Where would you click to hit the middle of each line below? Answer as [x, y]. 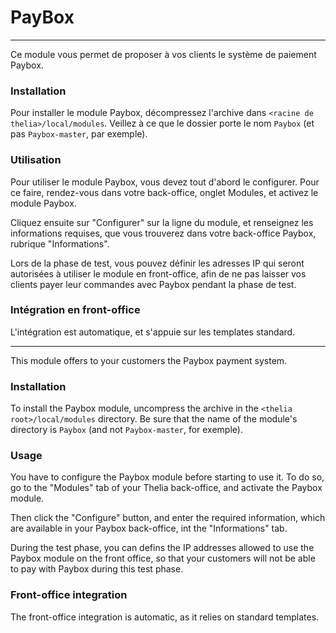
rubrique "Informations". [60, 243]
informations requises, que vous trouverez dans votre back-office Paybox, [163, 233]
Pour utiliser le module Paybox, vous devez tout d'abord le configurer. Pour [165, 182]
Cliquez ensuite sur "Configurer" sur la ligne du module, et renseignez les [162, 222]
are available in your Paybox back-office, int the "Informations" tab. [149, 528]
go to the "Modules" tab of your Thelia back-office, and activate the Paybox [166, 488]
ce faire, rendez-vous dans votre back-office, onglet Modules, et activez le [164, 192]
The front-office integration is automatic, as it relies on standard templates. [165, 617]
